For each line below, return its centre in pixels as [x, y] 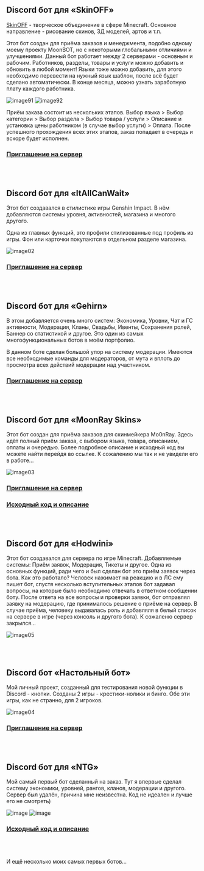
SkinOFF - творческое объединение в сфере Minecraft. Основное [91, 24]
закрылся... [21, 623]
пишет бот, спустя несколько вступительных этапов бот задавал [91, 584]
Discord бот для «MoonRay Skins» [74, 420]
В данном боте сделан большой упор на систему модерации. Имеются [100, 352]
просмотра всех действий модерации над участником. [79, 365]
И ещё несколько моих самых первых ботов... [66, 862]
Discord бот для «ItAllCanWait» [68, 193]
